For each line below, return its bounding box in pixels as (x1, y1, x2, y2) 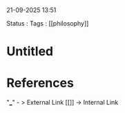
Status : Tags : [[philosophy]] (6, 19, 89, 27)
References (6, 76, 74, 91)
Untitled (6, 44, 54, 60)
